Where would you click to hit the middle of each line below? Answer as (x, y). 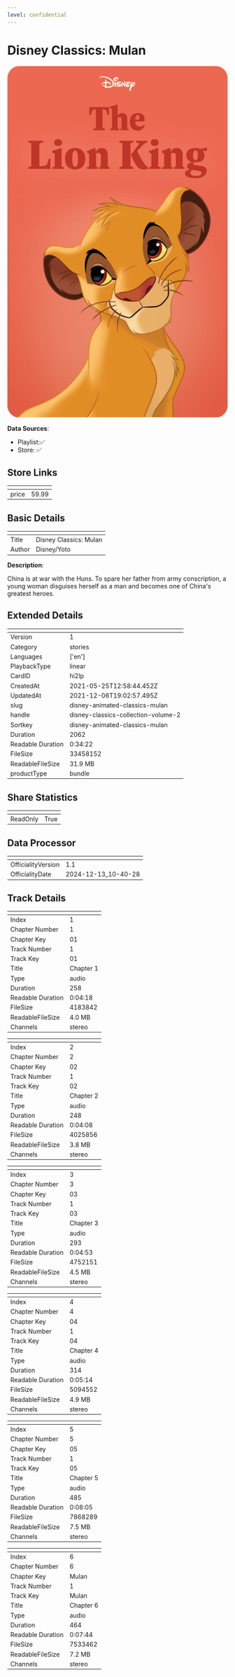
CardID (20, 676)
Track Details (37, 898)
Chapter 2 (84, 1096)
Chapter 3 (84, 1223)
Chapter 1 (84, 968)
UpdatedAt (26, 695)
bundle (79, 773)
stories (79, 647)
